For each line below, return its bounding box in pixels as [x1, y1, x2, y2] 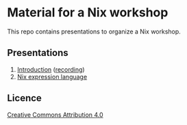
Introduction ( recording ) [16, 65, 85, 73]
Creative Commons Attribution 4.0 [7, 111, 104, 119]
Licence [7, 92, 42, 104]
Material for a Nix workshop [7, 5, 169, 20]
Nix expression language [16, 72, 88, 81]
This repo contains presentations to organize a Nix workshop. [7, 27, 182, 36]
